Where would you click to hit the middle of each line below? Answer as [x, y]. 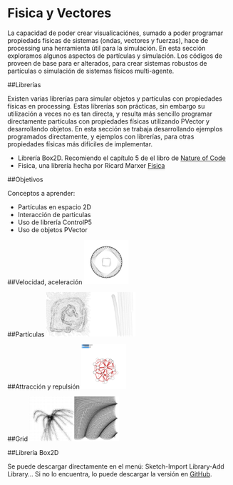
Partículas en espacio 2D [54, 207]
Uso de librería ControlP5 [55, 222]
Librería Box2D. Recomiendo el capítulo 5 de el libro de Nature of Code [121, 158]
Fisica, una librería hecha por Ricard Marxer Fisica [91, 165]
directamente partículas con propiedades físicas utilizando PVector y [109, 121]
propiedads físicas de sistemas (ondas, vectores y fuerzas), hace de [108, 40]
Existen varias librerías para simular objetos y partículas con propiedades [115, 99]
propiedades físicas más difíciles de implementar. [80, 144]
